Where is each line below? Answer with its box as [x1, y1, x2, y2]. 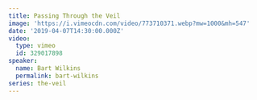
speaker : [8, 57, 38, 65]
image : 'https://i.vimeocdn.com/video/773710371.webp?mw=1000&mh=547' [8, 19, 251, 27]
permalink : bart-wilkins [15, 72, 99, 80]
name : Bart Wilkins [15, 65, 81, 73]
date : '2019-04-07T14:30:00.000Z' [8, 27, 125, 35]
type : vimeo [15, 42, 56, 50]
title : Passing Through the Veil [8, 11, 121, 20]
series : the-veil [8, 79, 67, 87]
